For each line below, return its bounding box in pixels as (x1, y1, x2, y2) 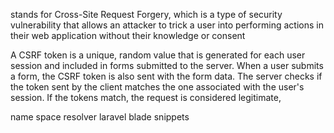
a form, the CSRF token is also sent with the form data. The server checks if (10, 70, 323, 82)
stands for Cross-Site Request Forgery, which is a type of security (10, 9, 283, 20)
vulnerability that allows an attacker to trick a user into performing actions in (10, 19, 324, 31)
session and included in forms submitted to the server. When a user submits (10, 60, 324, 71)
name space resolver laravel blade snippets (10, 111, 190, 123)
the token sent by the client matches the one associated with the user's (10, 81, 305, 93)
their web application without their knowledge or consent (10, 30, 246, 41)
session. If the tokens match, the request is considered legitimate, (10, 92, 282, 103)
